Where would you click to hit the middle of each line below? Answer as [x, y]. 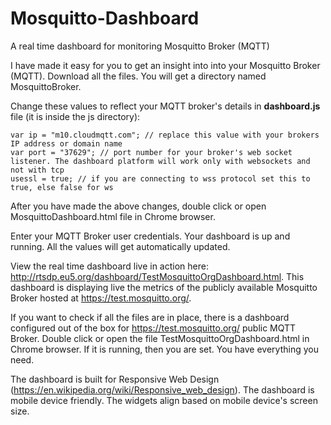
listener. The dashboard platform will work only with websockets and [160, 161]
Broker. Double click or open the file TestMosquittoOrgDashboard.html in [160, 338]
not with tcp [37, 170]
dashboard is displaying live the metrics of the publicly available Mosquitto [164, 287]
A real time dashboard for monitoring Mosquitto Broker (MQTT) [140, 46]
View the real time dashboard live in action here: [109, 266]
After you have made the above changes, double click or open [138, 206]
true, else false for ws [62, 187]
